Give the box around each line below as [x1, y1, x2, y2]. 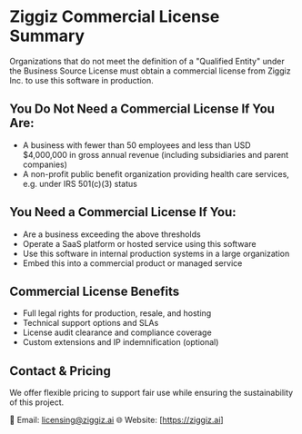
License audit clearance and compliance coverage [22, 327, 212, 338]
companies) [22, 159, 68, 170]
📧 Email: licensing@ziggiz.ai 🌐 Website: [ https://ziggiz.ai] [9, 415, 225, 426]
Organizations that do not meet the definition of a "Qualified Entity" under [9, 55, 285, 66]
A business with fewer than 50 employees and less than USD [22, 139, 252, 151]
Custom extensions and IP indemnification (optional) [22, 337, 219, 348]
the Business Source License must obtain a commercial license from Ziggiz [9, 65, 291, 76]
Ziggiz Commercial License [9, 6, 220, 27]
